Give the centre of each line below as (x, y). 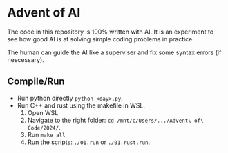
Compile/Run (36, 82)
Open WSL (43, 112)
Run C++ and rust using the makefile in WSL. (81, 105)
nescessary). (26, 59)
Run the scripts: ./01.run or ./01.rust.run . (89, 142)
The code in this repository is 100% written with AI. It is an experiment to (111, 32)
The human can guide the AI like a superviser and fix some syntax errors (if (114, 52)
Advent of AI (44, 13)
